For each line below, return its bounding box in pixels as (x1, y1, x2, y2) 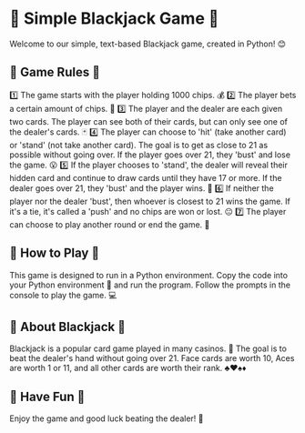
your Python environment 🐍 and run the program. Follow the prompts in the (9, 279, 291, 290)
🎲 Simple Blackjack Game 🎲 (9, 8, 219, 29)
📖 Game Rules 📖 (9, 65, 100, 80)
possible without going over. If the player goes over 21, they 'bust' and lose (9, 149, 291, 160)
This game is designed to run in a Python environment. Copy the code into (9, 269, 289, 280)
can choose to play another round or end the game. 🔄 (9, 218, 210, 230)
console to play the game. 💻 (9, 289, 117, 300)
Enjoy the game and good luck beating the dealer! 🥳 (9, 413, 204, 424)
